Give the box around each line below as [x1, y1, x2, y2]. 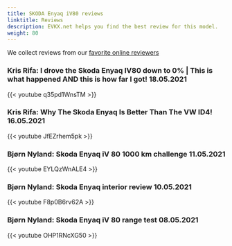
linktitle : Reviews [7, 17, 64, 24]
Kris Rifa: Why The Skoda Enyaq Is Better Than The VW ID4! [7, 107, 213, 117]
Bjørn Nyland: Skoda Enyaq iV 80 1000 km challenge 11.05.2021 [7, 149, 226, 159]
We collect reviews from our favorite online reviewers [7, 49, 159, 57]
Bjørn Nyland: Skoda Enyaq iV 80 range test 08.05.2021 [7, 216, 199, 225]
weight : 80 [7, 29, 39, 37]
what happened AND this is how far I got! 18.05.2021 [7, 74, 187, 84]
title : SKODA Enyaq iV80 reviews [7, 10, 104, 17]
